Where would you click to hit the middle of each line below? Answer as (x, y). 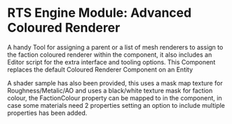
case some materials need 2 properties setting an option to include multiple (116, 105)
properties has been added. (47, 113)
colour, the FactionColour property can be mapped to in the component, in (115, 98)
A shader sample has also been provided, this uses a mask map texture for (115, 83)
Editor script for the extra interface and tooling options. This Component (111, 62)
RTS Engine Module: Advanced (100, 13)
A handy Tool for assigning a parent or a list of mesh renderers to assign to (115, 47)
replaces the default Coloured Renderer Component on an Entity (100, 69)
